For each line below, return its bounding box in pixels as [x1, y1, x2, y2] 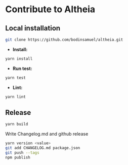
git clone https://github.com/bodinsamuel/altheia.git [5, 37, 123, 42]
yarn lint [5, 94, 26, 100]
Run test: [12, 65, 32, 72]
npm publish [5, 155, 30, 160]
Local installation [5, 24, 61, 32]
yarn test [5, 75, 26, 80]
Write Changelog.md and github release [5, 131, 89, 137]
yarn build [5, 122, 28, 127]
